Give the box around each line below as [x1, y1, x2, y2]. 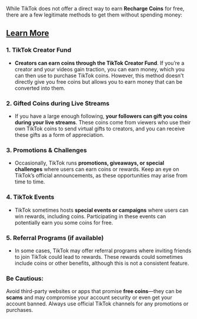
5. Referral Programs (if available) [6, 234, 104, 242]
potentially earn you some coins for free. [14, 219, 113, 226]
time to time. [14, 178, 45, 185]
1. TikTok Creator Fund [6, 46, 72, 54]
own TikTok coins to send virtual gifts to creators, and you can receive [14, 125, 185, 132]
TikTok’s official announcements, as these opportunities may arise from [14, 172, 188, 179]
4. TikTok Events [6, 193, 55, 201]
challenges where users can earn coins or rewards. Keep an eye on [14, 166, 179, 173]
